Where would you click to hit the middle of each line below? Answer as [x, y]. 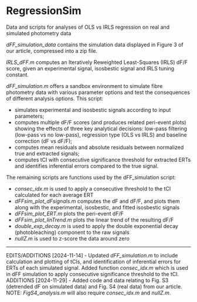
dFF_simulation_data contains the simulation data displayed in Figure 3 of [95, 45]
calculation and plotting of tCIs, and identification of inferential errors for [94, 262]
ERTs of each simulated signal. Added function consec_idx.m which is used [97, 267]
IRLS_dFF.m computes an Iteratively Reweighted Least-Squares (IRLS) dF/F [97, 62]
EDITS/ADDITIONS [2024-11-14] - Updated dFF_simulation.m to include [92, 255]
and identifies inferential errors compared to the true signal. [86, 166]
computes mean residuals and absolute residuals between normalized [99, 147]
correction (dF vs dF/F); [43, 141]
